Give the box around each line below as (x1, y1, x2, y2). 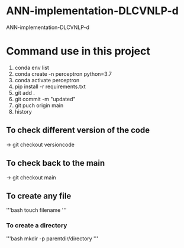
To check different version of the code (6, 125, 150, 136)
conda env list (14, 64, 49, 71)
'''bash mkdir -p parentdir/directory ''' (6, 235, 99, 242)
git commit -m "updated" (14, 95, 76, 102)
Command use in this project (6, 44, 151, 58)
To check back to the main (6, 158, 105, 168)
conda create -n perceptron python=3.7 (14, 70, 112, 78)
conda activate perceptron (14, 76, 80, 83)
